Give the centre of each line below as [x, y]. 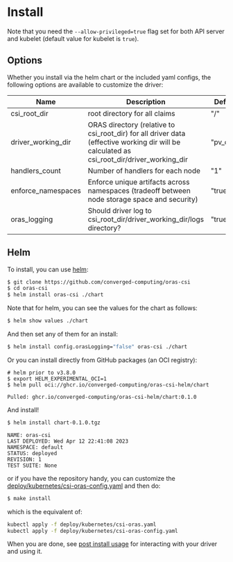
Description [146, 101]
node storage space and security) [143, 199]
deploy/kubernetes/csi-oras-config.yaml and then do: [84, 486]
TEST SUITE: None [32, 466]
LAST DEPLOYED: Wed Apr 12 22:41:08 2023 [68, 441]
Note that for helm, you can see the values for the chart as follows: [102, 308]
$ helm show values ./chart [48, 321]
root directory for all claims [131, 113]
